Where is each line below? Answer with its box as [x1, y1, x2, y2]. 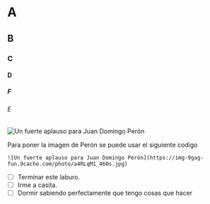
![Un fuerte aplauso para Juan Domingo [7, 154, 125, 161]
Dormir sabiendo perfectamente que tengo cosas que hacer [17, 188, 193, 197]
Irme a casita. [17, 181, 58, 189]
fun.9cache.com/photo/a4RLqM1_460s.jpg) [7, 160, 129, 167]
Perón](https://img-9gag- [127, 154, 204, 161]
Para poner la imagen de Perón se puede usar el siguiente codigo [7, 140, 198, 149]
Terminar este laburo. [17, 172, 81, 181]
